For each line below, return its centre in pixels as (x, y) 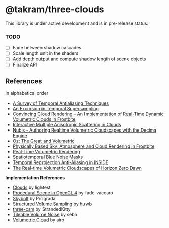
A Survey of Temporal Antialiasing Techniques (61, 103)
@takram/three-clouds (55, 9)
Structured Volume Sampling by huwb (52, 204)
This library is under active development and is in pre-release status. (77, 23)
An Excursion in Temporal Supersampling (55, 109)
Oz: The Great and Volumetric (44, 141)
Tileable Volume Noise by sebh (45, 215)
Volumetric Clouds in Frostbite (44, 119)
